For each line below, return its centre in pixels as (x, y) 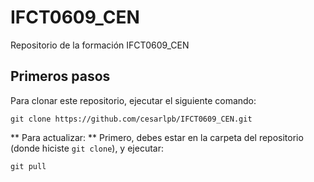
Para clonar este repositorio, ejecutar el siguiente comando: (133, 100)
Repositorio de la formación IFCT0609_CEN (100, 45)
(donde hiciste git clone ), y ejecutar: (87, 148)
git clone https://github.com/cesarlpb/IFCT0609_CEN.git (131, 119)
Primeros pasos (60, 76)
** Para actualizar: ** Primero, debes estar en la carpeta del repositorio (157, 137)
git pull (28, 166)
